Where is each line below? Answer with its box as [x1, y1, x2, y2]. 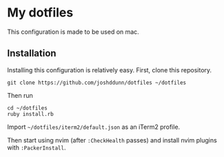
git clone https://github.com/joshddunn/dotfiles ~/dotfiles [7, 79, 187, 86]
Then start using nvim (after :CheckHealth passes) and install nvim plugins [7, 136, 217, 144]
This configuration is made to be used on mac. [7, 28, 139, 36]
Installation [7, 48, 57, 59]
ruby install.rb [7, 110, 54, 118]
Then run [7, 91, 33, 99]
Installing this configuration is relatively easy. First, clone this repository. [7, 65, 212, 74]
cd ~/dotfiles [7, 105, 48, 112]
